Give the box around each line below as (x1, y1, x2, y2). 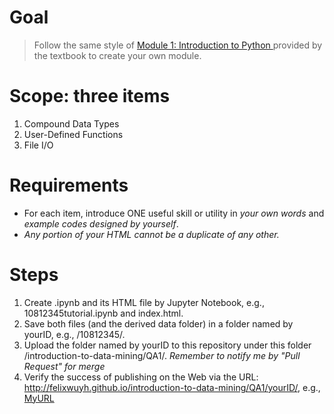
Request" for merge (23, 360, 106, 372)
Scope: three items (9, 85, 171, 108)
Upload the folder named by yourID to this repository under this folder (23, 339, 312, 351)
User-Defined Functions (23, 128, 124, 140)
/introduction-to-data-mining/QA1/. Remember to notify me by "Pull (23, 349, 301, 361)
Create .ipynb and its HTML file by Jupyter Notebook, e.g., (23, 296, 265, 308)
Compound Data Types (23, 117, 120, 130)
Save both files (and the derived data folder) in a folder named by (23, 317, 294, 330)
